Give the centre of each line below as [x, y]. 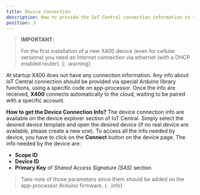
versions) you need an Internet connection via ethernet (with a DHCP [105, 58]
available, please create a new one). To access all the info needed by [91, 131]
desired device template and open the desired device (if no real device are [97, 125]
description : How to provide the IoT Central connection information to [98, 17]
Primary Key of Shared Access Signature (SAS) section [83, 168]
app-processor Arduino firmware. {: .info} [72, 185]
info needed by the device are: [44, 144]
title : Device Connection [38, 12]
